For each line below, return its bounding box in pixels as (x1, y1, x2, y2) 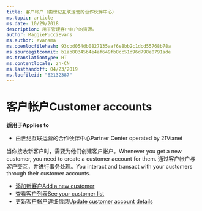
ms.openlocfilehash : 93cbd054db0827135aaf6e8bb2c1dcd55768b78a (6, 44, 171, 50)
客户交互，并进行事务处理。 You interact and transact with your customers (6, 163, 193, 171)
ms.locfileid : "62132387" (6, 72, 72, 78)
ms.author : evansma (6, 37, 56, 44)
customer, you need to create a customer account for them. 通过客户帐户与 (6, 155, 196, 163)
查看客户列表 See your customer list (15, 190, 105, 198)
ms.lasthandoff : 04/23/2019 (6, 66, 78, 72)
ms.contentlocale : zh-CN (6, 60, 70, 66)
